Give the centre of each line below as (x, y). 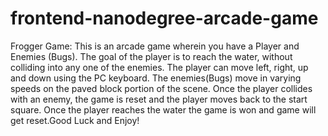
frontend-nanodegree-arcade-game (164, 18)
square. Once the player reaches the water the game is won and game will (163, 109)
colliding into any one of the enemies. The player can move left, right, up (159, 67)
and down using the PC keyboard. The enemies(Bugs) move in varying (156, 78)
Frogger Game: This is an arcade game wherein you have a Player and (155, 46)
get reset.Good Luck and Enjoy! (75, 120)
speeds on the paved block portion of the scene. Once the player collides (161, 88)
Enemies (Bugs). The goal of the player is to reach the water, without (151, 56)
